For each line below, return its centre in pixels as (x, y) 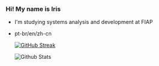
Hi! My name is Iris (33, 9)
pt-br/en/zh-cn (33, 34)
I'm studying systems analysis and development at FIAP (83, 22)
